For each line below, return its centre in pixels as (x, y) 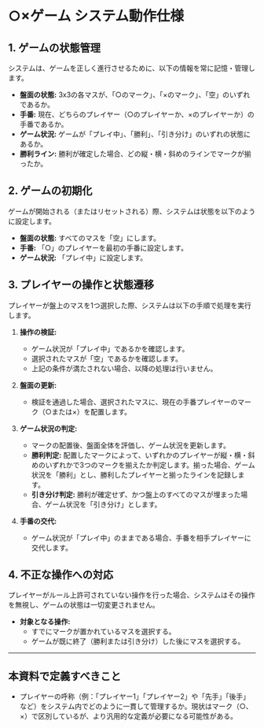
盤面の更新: (38, 385)
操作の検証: (38, 332)
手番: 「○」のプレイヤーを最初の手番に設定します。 (104, 247)
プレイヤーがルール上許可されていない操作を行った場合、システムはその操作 (132, 595)
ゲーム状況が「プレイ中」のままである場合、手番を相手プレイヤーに (141, 537)
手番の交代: (38, 521)
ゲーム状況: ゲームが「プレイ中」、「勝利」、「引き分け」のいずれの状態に (135, 134)
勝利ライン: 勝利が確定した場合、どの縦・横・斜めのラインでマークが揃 (135, 154)
